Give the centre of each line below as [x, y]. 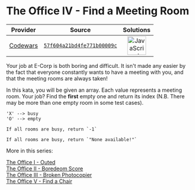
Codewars [24, 45]
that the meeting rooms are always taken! [57, 78]
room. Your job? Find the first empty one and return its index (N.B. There [95, 96]
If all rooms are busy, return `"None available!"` [72, 139]
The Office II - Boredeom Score [45, 169]
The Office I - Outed [31, 162]
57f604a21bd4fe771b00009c [81, 45]
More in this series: [30, 151]
